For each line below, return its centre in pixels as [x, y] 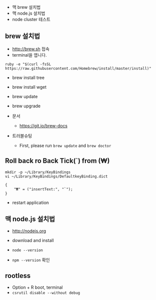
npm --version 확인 [31, 260]
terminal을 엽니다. [29, 55]
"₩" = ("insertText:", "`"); [43, 189]
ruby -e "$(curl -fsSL [28, 64]
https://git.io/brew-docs [43, 125]
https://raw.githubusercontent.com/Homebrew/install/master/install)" [78, 68]
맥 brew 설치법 [26, 7]
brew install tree [28, 78]
